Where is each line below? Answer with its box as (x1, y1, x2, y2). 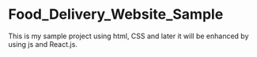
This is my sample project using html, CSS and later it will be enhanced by (8, 31, 249, 41)
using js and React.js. (8, 39, 77, 48)
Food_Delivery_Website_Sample (8, 5, 224, 23)
